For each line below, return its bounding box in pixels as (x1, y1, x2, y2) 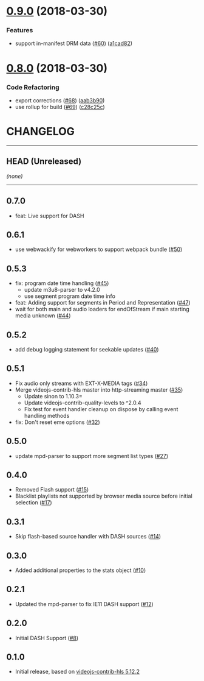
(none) (6, 172, 23, 180)
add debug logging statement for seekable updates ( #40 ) (15, 345, 159, 353)
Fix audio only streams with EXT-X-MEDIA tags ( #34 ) (15, 379, 148, 387)
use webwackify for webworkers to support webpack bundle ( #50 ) (15, 245, 183, 253)
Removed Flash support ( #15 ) (15, 486, 89, 493)
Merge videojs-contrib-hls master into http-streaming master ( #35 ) (15, 386, 183, 393)
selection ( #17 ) (15, 499, 53, 506)
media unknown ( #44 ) (15, 312, 71, 319)
